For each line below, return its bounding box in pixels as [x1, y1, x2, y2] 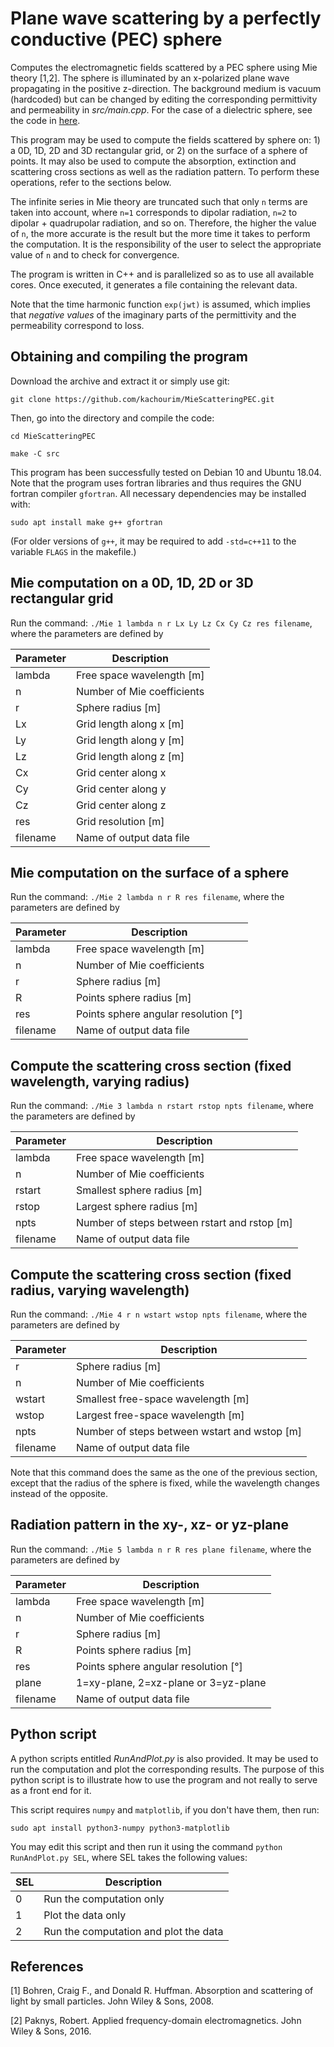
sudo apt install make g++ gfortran [10, 517, 163, 527]
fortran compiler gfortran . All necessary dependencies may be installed [10, 487, 307, 499]
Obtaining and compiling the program [10, 348, 249, 366]
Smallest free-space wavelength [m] [75, 1392, 250, 1406]
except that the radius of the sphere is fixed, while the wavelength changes [10, 1477, 320, 1489]
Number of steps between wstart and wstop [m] [75, 1425, 302, 1438]
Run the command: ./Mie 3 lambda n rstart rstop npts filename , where [10, 1100, 314, 1112]
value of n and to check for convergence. [10, 248, 180, 261]
